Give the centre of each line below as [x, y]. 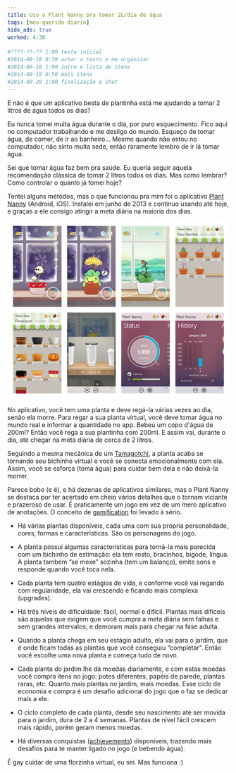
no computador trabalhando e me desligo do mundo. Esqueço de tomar [111, 131]
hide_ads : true [30, 30]
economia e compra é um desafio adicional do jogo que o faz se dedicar [123, 691]
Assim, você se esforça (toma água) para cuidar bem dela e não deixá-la [113, 468]
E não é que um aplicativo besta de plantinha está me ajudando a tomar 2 [114, 103]
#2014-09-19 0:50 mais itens [50, 74]
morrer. [18, 476]
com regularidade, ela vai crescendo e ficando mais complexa [108, 590]
